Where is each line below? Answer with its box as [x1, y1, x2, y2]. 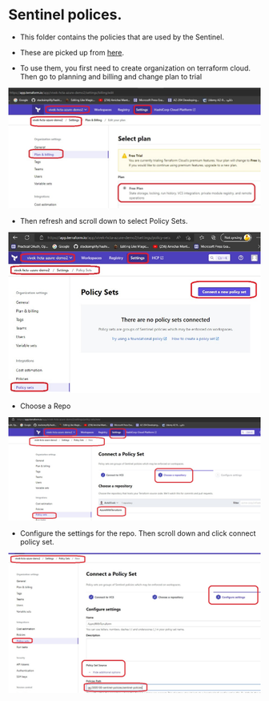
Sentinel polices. [8, 6, 122, 24]
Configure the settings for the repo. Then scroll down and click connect [19, 528, 256, 538]
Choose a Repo [19, 401, 71, 411]
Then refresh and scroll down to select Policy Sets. [19, 217, 188, 226]
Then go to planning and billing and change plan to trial [19, 71, 203, 81]
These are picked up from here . [19, 47, 125, 57]
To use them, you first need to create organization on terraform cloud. [19, 63, 251, 73]
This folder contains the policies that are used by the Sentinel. [19, 32, 224, 42]
